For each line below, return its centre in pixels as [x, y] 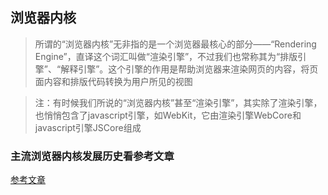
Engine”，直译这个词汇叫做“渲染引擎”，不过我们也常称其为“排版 [166, 56]
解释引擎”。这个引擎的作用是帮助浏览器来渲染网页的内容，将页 [189, 69]
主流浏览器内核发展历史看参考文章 [92, 156]
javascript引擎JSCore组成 [88, 127]
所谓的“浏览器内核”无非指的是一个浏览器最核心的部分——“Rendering [175, 44]
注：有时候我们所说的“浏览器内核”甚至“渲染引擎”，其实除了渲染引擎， [178, 102]
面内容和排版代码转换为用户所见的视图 [113, 81]
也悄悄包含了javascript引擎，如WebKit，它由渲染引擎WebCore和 [168, 115]
